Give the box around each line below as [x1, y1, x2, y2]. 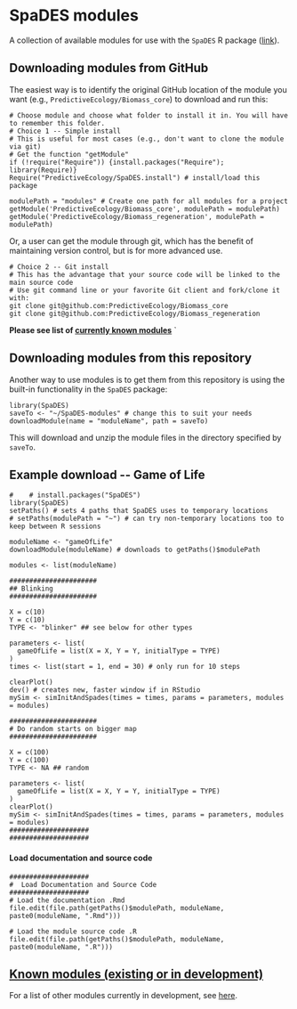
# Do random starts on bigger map [9, 725, 138, 734]
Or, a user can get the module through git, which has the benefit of [9, 235, 253, 246]
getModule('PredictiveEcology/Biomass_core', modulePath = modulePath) [9, 204, 280, 214]
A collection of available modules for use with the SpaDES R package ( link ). [9, 35, 280, 45]
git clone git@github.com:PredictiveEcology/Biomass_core [9, 301, 229, 310]
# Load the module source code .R [9, 927, 138, 936]
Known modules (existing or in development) [9, 966, 264, 981]
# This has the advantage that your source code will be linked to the [9, 270, 280, 279]
